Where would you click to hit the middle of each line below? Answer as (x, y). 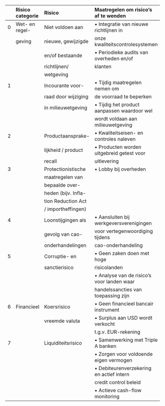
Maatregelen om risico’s (123, 10)
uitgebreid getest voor (120, 153)
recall (51, 161)
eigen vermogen (113, 360)
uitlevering (107, 161)
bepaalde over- (62, 185)
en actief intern (112, 374)
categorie (27, 16)
